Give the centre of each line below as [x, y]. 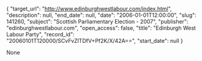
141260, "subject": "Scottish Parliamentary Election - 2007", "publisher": [97, 21]
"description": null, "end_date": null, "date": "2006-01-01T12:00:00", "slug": [102, 15]
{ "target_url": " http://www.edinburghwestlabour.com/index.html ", [89, 9]
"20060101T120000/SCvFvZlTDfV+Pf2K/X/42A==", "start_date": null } [95, 41]
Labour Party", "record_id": [40, 34]
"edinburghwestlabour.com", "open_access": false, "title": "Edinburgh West [101, 28]
